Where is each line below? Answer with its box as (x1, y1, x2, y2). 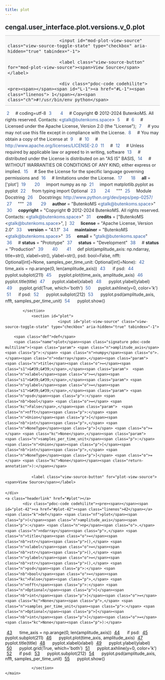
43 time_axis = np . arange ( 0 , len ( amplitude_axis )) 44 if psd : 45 (6, 629, 148, 635)
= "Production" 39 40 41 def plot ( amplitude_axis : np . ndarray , (5, 246, 150, 252)
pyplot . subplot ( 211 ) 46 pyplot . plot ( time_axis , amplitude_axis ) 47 (5, 635, 143, 641)
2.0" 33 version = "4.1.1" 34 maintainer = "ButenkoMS (5, 226, 128, 232)
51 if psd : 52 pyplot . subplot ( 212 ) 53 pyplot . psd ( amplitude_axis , (6, 291, 155, 297)
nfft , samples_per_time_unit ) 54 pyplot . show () (5, 298, 106, 304)
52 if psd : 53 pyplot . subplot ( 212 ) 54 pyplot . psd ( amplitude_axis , (6, 650, 156, 656)
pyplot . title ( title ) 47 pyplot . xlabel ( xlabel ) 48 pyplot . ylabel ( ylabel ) (5, 278, 150, 284)
